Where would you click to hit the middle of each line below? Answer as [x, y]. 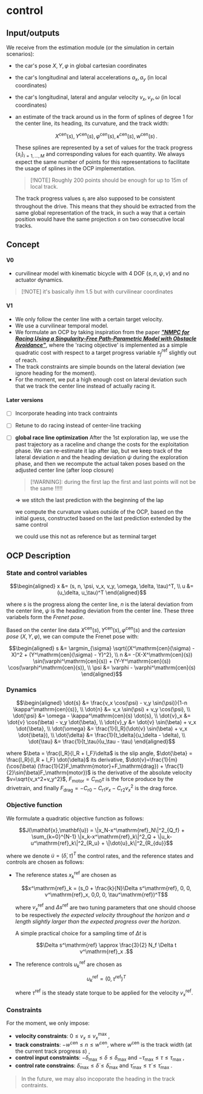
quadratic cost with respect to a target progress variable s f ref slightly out [106, 353]
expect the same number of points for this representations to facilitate [102, 162]
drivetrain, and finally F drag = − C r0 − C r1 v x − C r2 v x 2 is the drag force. [92, 788]
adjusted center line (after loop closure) [64, 470]
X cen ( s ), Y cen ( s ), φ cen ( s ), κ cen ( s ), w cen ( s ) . [106, 135]
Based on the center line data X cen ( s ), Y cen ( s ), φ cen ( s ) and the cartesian [96, 629]
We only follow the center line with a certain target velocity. [89, 319]
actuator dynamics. [39, 280]
